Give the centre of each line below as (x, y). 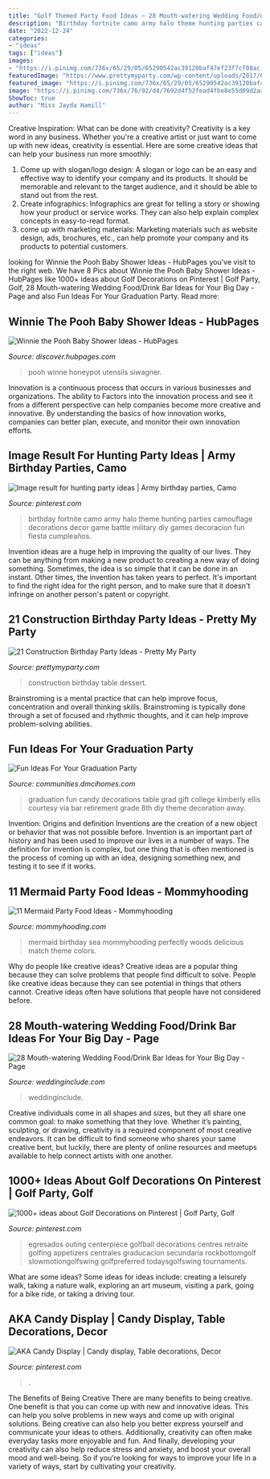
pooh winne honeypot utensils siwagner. (95, 372)
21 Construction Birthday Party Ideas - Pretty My (133, 620)
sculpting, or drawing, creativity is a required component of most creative (130, 1130)
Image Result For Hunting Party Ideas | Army (122, 456)
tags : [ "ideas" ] (35, 53)
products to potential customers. (74, 247)
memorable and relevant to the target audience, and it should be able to (139, 187)
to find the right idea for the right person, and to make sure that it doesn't (129, 585)
